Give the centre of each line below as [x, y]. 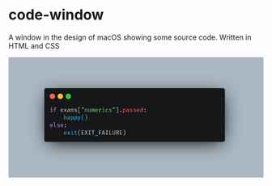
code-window [56, 15]
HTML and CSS [34, 45]
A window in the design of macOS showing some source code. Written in [130, 37]
